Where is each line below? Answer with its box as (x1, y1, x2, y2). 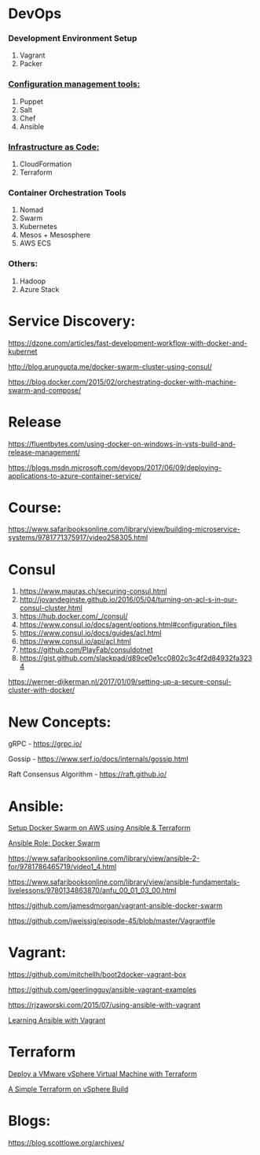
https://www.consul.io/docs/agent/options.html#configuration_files (19, 620, 237, 630)
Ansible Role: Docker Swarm (8, 838, 101, 848)
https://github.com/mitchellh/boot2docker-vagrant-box (8, 970, 187, 979)
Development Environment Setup (8, 33, 137, 44)
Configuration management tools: (8, 79, 141, 90)
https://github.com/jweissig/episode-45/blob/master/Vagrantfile (8, 916, 216, 926)
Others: (8, 258, 38, 269)
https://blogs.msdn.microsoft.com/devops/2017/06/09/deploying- (8, 462, 222, 472)
